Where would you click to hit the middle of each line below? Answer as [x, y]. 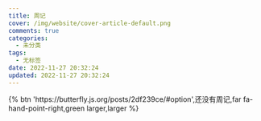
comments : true [34, 30]
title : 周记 [27, 16]
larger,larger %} [113, 108]
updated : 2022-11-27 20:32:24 [59, 75]
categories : [28, 38]
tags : [17, 53]
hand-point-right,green [47, 108]
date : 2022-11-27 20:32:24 [54, 68]
